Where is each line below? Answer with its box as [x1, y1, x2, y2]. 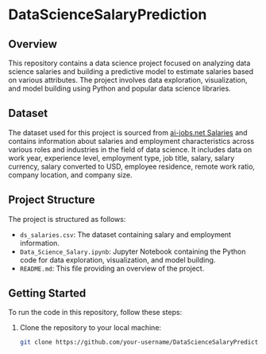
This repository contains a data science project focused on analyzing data [8, 58, 251, 68]
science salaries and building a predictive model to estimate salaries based [8, 67, 254, 76]
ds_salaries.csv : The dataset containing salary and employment [19, 229, 232, 239]
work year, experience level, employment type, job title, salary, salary [8, 153, 235, 162]
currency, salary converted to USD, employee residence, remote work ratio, [8, 161, 256, 171]
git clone [19, 338, 53, 347]
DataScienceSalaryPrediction [8, 6, 207, 24]
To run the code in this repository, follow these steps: [8, 308, 183, 317]
